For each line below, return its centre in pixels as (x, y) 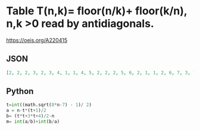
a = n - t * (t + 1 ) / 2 (26, 111)
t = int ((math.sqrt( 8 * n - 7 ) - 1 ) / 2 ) (49, 105)
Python (20, 92)
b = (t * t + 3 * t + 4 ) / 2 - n (30, 116)
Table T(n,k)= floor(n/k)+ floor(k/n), (97, 11)
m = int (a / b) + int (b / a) (33, 122)
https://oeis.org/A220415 (37, 40)
